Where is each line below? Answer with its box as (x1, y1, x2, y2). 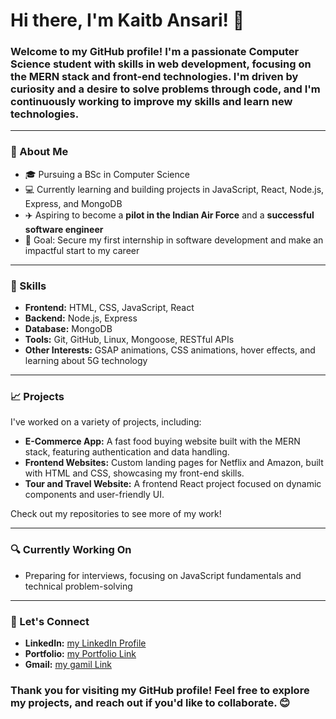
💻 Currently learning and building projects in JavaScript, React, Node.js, (24, 183, 325, 195)
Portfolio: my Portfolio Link (24, 647, 137, 659)
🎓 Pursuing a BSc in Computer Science (24, 168, 190, 180)
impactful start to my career (24, 244, 140, 256)
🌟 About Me (10, 145, 69, 159)
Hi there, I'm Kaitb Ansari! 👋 (10, 9, 245, 32)
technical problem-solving (24, 580, 133, 592)
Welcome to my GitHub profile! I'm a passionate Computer (10, 45, 300, 59)
